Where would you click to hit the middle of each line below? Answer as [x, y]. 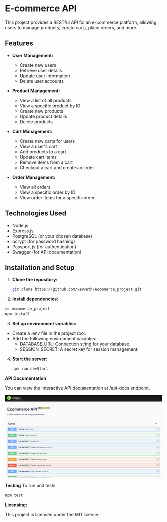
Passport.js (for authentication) [44, 247]
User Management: [33, 55]
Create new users [38, 65]
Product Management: [36, 91]
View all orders [35, 187]
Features [19, 44]
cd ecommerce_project [28, 309]
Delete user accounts [42, 81]
